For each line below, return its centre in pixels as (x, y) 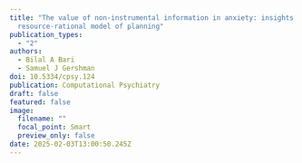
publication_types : (46, 34)
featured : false (40, 102)
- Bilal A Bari (46, 60)
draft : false (34, 93)
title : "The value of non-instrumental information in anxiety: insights (152, 18)
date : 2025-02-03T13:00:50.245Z (70, 144)
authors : (26, 52)
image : (22, 110)
